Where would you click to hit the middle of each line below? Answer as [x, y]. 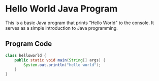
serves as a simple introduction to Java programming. [61, 28]
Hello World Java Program [61, 9]
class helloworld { [26, 55]
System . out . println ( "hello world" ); [62, 65]
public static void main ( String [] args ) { [60, 60]
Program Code [29, 44]
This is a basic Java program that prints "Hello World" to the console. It [80, 23]
